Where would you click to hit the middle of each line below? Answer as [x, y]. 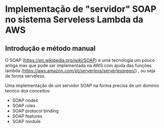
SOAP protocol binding [36, 111]
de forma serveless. [25, 76]
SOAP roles [24, 106]
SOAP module [26, 121]
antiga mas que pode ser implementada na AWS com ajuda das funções [79, 65]
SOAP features [27, 116]
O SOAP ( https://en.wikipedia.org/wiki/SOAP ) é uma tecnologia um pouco [80, 60]
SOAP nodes [25, 100]
